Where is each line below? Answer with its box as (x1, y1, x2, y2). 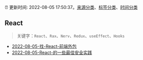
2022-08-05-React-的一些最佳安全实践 (11, 49, 92, 56)
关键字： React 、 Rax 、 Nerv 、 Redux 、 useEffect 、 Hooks (16, 33, 125, 39)
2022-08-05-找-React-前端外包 (11, 43, 77, 49)
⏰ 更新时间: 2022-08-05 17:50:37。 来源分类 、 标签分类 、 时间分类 (4, 4, 138, 10)
